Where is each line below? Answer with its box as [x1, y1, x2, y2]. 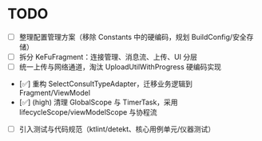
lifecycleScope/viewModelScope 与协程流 [18, 108, 157, 117]
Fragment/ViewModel [18, 88, 91, 98]
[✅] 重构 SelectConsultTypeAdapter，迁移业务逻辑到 [18, 79, 193, 88]
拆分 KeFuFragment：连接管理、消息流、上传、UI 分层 [18, 53, 197, 61]
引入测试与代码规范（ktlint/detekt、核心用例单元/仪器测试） [18, 124, 216, 134]
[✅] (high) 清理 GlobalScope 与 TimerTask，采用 [18, 97, 178, 108]
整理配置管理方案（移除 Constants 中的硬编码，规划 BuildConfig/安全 [18, 32, 247, 41]
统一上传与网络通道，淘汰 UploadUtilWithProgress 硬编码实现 [18, 62, 221, 72]
